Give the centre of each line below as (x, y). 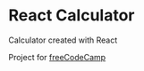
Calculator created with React (63, 40)
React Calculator (72, 16)
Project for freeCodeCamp (57, 57)
